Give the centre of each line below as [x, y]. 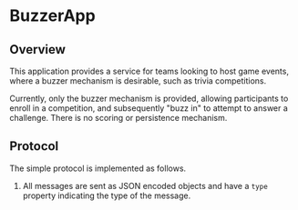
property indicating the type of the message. [107, 195]
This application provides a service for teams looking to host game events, [149, 71]
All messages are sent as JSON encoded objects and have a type [145, 185]
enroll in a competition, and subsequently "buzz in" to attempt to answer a [149, 108]
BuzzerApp [52, 16]
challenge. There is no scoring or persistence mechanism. [118, 118]
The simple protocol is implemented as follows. [98, 168]
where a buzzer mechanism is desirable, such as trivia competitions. [138, 81]
